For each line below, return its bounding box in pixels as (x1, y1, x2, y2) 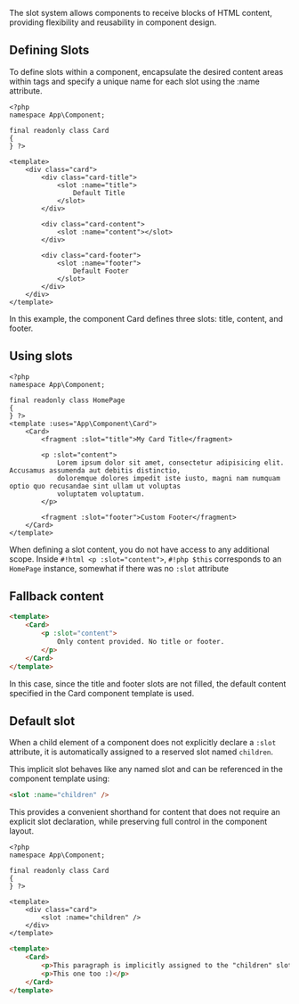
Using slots (9, 349, 73, 364)
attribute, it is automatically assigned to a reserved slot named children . (9, 746, 274, 757)
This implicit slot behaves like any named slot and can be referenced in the (9, 764, 283, 775)
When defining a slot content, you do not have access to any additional (9, 544, 270, 555)
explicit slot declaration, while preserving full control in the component (9, 816, 268, 827)
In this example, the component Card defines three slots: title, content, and (9, 313, 283, 324)
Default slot (9, 713, 76, 728)
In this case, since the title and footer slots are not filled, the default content (9, 678, 287, 689)
